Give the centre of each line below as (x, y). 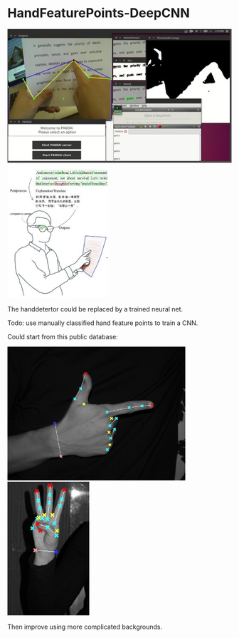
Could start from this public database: (63, 336)
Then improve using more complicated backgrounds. (85, 627)
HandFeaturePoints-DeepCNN (99, 13)
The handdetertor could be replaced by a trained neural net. (95, 309)
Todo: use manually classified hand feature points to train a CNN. (103, 323)
